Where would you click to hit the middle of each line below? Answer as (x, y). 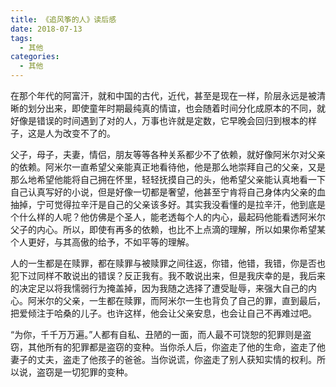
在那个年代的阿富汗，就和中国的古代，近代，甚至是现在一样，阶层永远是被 (163, 95)
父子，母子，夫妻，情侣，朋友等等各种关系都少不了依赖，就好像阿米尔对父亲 (168, 154)
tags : (21, 38)
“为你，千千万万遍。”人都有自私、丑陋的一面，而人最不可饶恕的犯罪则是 (156, 334)
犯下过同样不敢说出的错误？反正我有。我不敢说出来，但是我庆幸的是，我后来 (168, 275)
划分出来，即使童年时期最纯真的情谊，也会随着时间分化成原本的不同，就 (176, 108)
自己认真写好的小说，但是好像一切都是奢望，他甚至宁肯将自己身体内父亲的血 (168, 192)
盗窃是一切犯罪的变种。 (84, 372)
